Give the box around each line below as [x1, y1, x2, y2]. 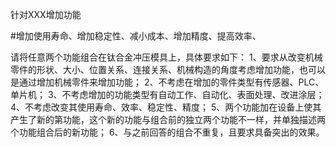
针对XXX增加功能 [10, 9, 82, 20]
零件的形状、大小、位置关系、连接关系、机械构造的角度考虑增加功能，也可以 [10, 64, 326, 75]
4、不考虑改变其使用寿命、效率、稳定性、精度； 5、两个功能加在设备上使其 [10, 101, 322, 113]
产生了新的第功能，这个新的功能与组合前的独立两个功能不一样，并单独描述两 [10, 114, 326, 125]
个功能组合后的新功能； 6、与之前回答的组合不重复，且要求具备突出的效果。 [10, 126, 325, 138]
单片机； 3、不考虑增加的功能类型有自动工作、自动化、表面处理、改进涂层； [10, 89, 325, 100]
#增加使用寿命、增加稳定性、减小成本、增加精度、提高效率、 [10, 30, 262, 42]
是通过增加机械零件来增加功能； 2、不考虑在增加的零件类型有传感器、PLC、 [10, 76, 325, 88]
